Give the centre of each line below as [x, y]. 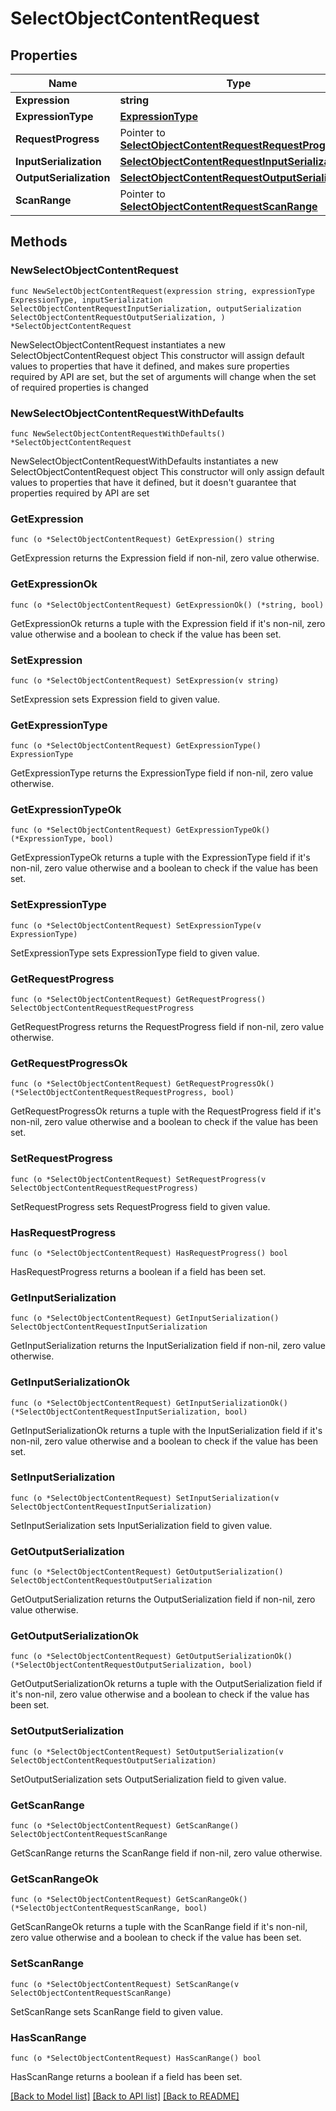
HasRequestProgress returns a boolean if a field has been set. [138, 1271]
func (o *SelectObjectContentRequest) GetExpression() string [142, 540]
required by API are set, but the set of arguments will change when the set [163, 376]
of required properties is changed [79, 387]
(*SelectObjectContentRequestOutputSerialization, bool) [131, 1665]
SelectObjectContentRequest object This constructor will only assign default [167, 471]
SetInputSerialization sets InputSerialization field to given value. [141, 1525]
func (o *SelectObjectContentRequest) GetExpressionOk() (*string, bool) [167, 605]
